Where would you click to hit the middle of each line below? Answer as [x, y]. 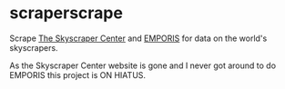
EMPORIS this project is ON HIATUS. [78, 74]
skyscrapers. [34, 47]
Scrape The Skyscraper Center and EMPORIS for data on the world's [138, 38]
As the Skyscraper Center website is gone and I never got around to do [142, 65]
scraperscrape [66, 13]
